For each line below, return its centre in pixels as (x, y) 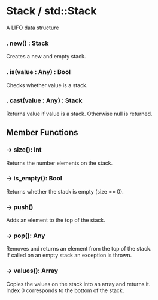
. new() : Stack (28, 43)
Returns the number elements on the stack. (59, 163)
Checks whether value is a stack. (47, 85)
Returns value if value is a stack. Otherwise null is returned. (79, 114)
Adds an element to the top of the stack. (56, 220)
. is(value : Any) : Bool (38, 72)
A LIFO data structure (33, 28)
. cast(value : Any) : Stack (44, 100)
